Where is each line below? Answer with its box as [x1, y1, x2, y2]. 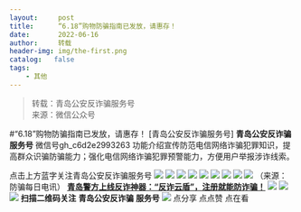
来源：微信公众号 [31, 109, 96, 120]
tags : [9, 64, 30, 73]
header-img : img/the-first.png [9, 47, 127, 56]
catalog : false [9, 55, 75, 64]
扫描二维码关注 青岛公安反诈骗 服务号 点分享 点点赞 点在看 [20, 192, 249, 203]
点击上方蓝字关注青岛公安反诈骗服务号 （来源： [9, 170, 287, 180]
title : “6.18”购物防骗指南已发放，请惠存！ [9, 22, 177, 31]
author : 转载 [9, 38, 72, 48]
